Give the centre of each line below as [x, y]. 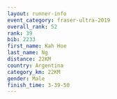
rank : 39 [20, 33]
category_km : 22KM [34, 72]
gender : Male [26, 78]
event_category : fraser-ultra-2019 [59, 20]
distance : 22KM [29, 59]
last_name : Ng [28, 53]
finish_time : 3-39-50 [39, 85]
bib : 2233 [22, 40]
